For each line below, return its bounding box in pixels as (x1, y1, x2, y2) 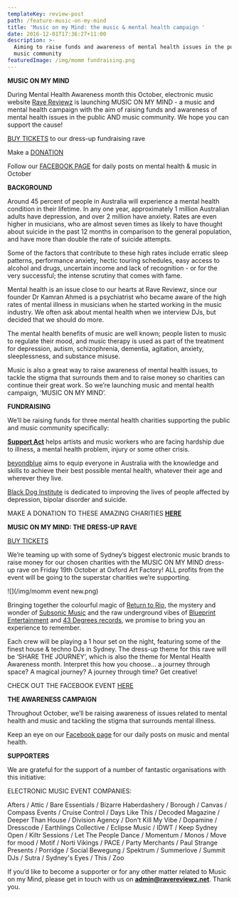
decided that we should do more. (7, 315, 105, 324)
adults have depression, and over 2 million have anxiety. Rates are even (7, 212, 217, 221)
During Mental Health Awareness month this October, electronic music (7, 90, 213, 98)
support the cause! (7, 120, 63, 129)
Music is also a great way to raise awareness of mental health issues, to (7, 365, 218, 374)
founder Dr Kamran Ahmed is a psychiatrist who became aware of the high (7, 293, 227, 301)
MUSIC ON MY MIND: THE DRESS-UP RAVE (7, 523, 137, 531)
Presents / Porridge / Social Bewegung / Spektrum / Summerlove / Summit (7, 845, 225, 855)
